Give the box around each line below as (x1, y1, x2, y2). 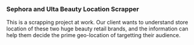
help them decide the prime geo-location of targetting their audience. (6, 32, 181, 39)
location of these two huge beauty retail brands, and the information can (6, 25, 189, 32)
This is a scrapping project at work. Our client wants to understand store (6, 19, 189, 26)
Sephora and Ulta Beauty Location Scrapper (6, 5, 139, 13)
